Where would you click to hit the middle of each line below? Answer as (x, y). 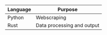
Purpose (68, 9)
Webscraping (51, 17)
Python (16, 17)
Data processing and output (68, 25)
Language (19, 9)
